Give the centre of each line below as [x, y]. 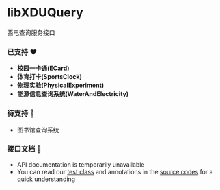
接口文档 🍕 [25, 149]
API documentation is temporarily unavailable [81, 164]
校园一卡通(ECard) [43, 68]
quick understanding [46, 179]
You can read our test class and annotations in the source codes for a [115, 171]
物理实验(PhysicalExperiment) [60, 85]
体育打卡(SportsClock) [49, 77]
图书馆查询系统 [38, 130]
